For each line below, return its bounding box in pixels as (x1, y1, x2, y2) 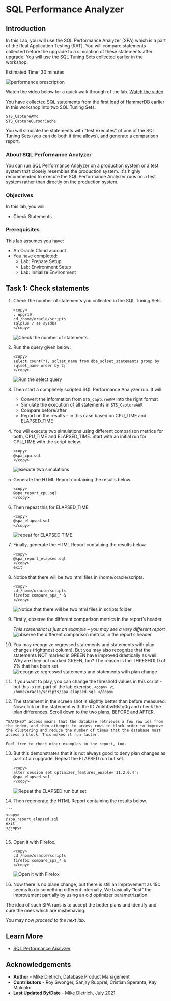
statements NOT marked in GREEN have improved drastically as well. (13, 652, 158, 658)
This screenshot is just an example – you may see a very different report (13, 626, 165, 632)
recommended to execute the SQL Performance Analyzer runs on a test (6, 174, 156, 180)
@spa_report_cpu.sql (13, 490, 57, 496)
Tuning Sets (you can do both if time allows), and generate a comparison (6, 133, 158, 139)
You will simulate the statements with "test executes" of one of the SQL (6, 128, 155, 133)
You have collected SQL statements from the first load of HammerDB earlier (6, 99, 165, 105)
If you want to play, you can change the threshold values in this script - (13, 678, 162, 684)
